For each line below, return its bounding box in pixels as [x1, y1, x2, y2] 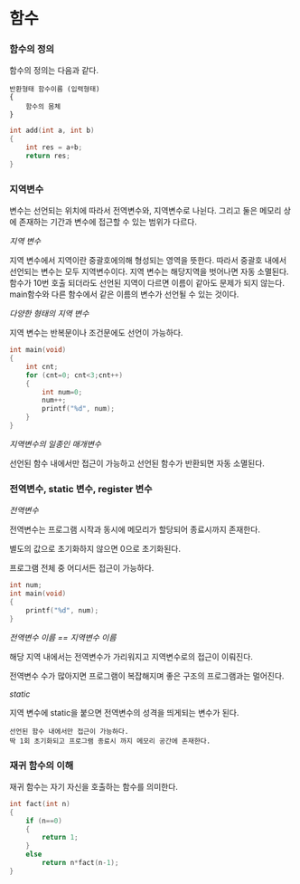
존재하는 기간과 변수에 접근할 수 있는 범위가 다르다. [18, 216, 197, 227]
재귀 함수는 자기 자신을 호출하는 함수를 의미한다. [9, 781, 179, 792]
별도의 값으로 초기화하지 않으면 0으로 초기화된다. [9, 544, 182, 555]
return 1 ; [42, 833, 79, 842]
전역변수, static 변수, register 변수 [9, 482, 153, 495]
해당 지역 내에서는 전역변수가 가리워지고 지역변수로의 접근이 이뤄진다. [9, 651, 253, 661]
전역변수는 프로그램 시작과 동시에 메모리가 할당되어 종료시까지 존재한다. [9, 524, 260, 535]
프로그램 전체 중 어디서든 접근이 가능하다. [9, 563, 155, 574]
